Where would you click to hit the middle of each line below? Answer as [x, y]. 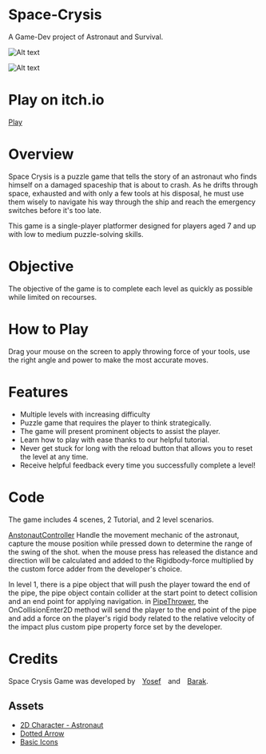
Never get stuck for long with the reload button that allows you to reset [136, 448]
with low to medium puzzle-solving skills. [76, 234]
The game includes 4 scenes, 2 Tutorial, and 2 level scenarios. [111, 519]
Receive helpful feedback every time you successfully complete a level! [137, 465]
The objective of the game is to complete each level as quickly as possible [131, 288]
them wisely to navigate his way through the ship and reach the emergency [132, 202]
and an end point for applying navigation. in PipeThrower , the [109, 601]
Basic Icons [39, 742]
